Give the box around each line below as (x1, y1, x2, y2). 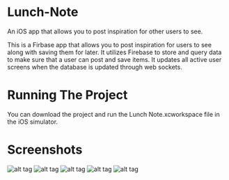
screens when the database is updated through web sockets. (7, 63, 182, 71)
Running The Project (7, 88, 128, 103)
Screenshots (7, 142, 83, 158)
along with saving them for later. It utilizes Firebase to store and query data (7, 48, 222, 56)
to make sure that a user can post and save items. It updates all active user (7, 55, 222, 63)
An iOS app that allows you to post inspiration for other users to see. (7, 27, 203, 35)
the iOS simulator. (7, 117, 58, 126)
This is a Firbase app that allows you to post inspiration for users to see (7, 40, 212, 49)
